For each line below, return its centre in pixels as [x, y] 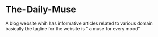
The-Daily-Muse [41, 9]
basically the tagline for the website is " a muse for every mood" [73, 28]
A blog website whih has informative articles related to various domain [79, 23]
